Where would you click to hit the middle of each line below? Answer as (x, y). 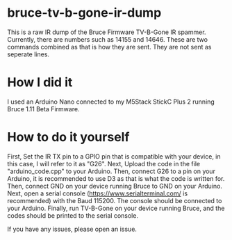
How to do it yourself (68, 137)
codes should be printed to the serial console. (73, 215)
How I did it (40, 82)
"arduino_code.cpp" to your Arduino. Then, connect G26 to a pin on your (111, 171)
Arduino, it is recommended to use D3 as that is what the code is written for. (116, 178)
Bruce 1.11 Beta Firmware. (43, 109)
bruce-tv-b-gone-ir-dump (84, 13)
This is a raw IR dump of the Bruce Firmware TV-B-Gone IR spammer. (107, 32)
